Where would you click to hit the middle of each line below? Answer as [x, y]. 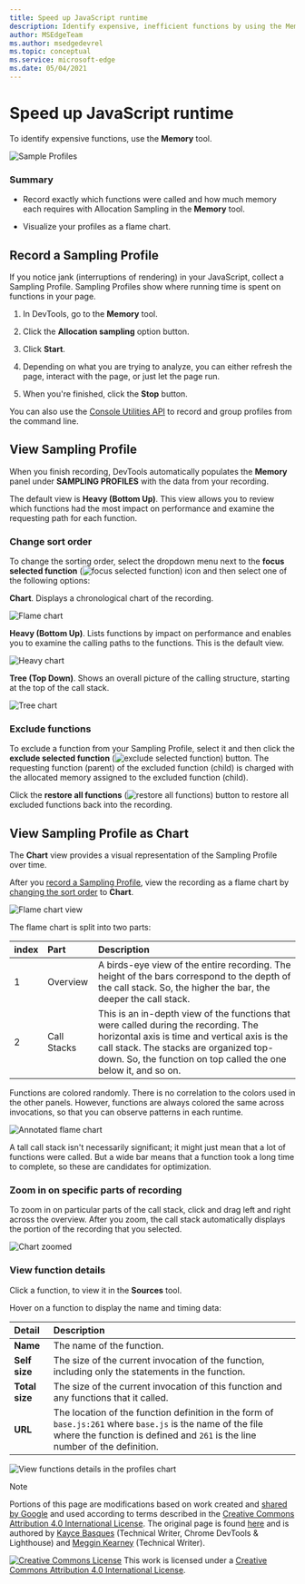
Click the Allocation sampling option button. [106, 331]
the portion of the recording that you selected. [96, 1229]
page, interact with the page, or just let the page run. [121, 376]
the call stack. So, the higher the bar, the [184, 988]
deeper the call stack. [144, 999]
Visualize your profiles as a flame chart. [96, 227]
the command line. [44, 421]
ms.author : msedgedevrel [56, 43]
